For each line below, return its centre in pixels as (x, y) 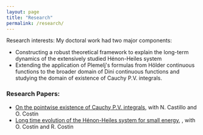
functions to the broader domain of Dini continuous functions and (97, 72)
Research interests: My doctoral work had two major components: (89, 41)
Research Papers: (33, 94)
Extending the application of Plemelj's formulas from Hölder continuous (105, 65)
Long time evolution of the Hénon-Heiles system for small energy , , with (105, 120)
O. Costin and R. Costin (44, 126)
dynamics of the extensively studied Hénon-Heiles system (88, 59)
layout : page (23, 12)
